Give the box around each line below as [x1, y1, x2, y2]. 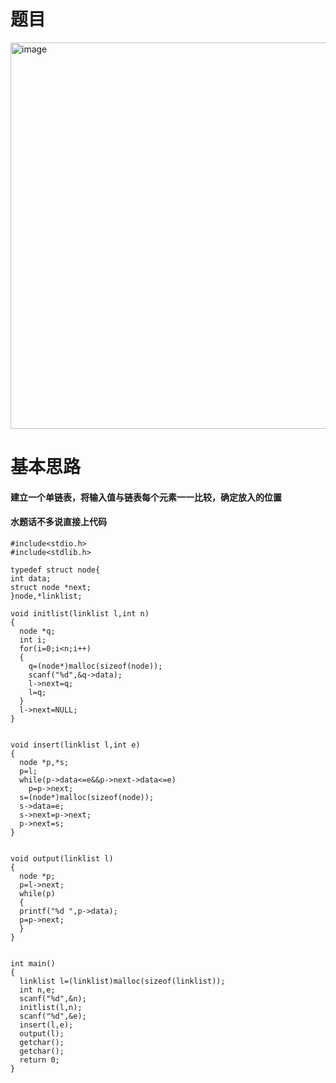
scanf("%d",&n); [19, 993, 87, 1004]
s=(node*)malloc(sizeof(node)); [19, 792, 155, 802]
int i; [19, 635, 47, 645]
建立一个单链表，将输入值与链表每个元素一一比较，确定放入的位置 [10, 491, 282, 503]
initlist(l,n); [19, 1002, 83, 1012]
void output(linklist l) [10, 853, 114, 864]
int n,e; [19, 985, 56, 995]
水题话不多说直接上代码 [10, 516, 107, 528]
